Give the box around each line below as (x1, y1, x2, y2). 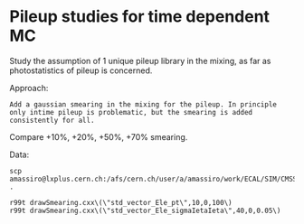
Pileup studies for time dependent (9, 6, 270, 27)
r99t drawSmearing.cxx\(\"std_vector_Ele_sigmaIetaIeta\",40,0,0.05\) (9, 206, 281, 215)
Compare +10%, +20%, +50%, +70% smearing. (9, 131, 188, 142)
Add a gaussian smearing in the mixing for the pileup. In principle (9, 99, 278, 109)
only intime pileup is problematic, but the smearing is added (9, 107, 253, 117)
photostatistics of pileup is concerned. (9, 65, 153, 76)
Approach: (9, 82, 49, 93)
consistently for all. (9, 116, 95, 125)
